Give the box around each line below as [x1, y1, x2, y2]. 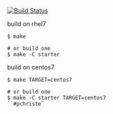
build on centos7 [7, 63, 55, 71]
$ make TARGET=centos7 [7, 76, 72, 83]
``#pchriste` [7, 100, 45, 107]
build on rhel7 [7, 20, 46, 27]
